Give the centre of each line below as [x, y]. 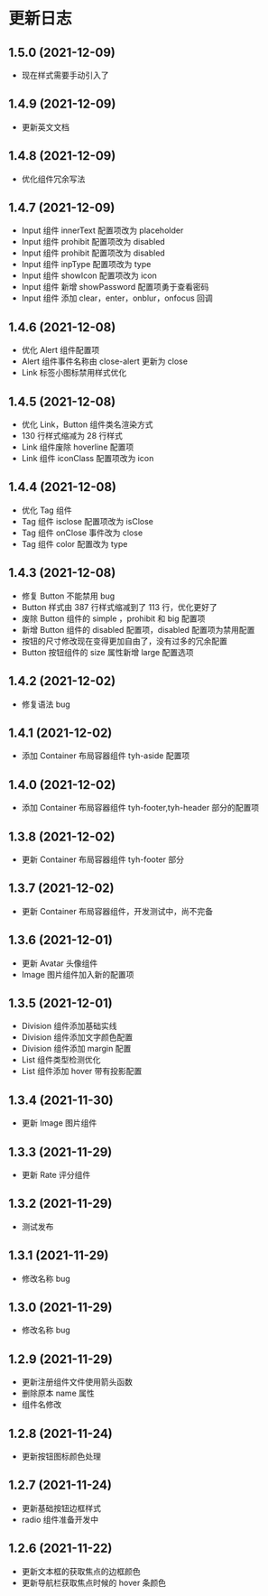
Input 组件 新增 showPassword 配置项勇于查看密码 [115, 287]
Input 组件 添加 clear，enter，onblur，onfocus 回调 [117, 298]
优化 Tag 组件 [47, 510]
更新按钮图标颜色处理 [61, 1457]
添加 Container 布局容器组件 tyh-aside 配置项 [106, 756]
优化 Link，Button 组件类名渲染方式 [88, 424]
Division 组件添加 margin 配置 [76, 1049]
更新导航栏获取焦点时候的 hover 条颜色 [94, 1582]
